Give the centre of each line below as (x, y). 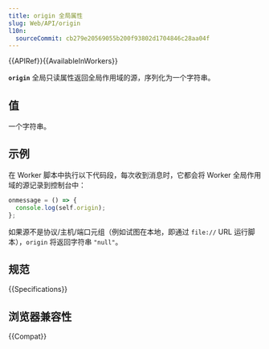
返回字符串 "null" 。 (89, 241)
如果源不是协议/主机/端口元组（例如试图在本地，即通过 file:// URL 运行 (128, 232)
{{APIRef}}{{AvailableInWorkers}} (63, 61)
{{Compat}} (27, 337)
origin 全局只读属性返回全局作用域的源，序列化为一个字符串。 (112, 78)
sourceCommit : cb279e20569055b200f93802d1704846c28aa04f (113, 38)
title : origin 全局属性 (45, 16)
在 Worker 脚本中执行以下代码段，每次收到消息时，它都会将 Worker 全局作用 (135, 174)
